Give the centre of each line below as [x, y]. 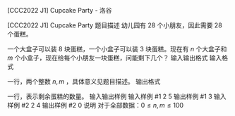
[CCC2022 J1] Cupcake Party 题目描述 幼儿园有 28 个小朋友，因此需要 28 [115, 25]
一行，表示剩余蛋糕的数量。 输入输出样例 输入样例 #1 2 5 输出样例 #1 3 [110, 96]
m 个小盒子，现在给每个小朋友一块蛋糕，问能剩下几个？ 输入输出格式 [108, 58]
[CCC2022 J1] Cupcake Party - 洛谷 [60, 10]
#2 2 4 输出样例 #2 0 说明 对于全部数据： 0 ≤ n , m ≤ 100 [102, 105]
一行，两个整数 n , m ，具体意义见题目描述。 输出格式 [84, 82]
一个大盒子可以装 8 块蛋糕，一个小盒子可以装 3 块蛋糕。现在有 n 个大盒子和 [117, 49]
